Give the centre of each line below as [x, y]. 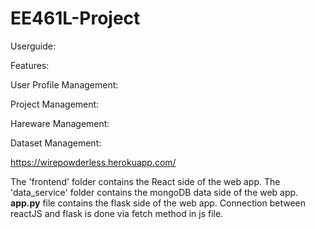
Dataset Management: [56, 143]
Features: [30, 65]
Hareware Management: [60, 123]
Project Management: [55, 104]
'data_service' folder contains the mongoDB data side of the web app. [154, 192]
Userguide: [33, 46]
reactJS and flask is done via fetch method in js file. [117, 213]
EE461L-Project [75, 18]
